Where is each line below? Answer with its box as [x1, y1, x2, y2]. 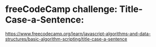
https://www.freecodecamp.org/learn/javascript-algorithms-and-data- [5, 30, 151, 36]
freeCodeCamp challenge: [5, 3, 118, 15]
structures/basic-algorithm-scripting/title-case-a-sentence [5, 36, 127, 42]
